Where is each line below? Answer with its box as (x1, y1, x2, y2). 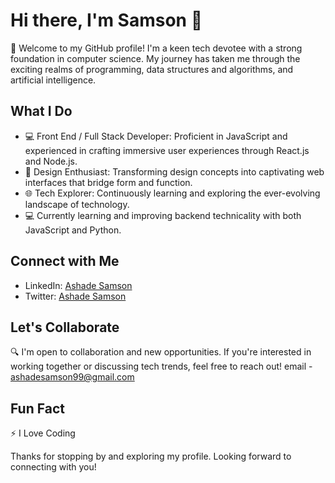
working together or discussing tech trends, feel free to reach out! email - (10, 360, 313, 373)
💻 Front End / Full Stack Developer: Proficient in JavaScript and (24, 130, 288, 142)
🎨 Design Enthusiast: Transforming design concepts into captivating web (24, 165, 325, 178)
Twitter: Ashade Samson (24, 290, 127, 302)
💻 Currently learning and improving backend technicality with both (24, 209, 302, 221)
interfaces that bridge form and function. (24, 176, 193, 188)
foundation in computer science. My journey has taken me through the (10, 52, 301, 64)
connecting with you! (10, 461, 97, 473)
